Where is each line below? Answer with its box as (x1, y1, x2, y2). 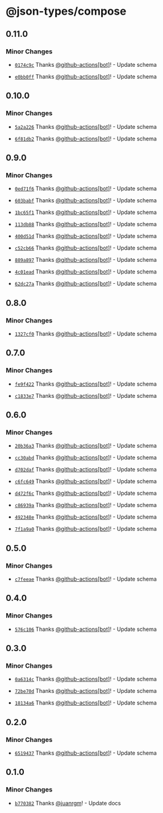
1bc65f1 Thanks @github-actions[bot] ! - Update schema (14, 208, 157, 216)
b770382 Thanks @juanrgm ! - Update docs (14, 799, 121, 807)
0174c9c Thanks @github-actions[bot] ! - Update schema (14, 61, 157, 68)
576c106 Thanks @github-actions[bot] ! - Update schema (14, 625, 157, 633)
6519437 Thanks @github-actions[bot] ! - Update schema (14, 749, 157, 757)
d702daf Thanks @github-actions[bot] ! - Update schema (14, 466, 157, 473)
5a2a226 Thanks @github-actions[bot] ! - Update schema (14, 123, 157, 130)
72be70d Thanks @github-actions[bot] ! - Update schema (14, 687, 157, 695)
